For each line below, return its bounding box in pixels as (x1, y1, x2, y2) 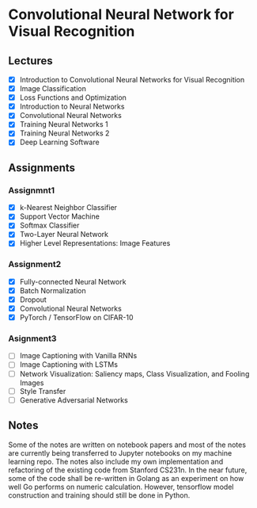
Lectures (8, 54, 53, 67)
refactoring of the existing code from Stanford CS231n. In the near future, (8, 465, 248, 475)
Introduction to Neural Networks (19, 101, 125, 112)
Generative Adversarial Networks (19, 395, 128, 405)
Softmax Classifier (19, 220, 80, 231)
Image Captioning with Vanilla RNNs (19, 351, 138, 361)
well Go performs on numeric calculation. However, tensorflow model (8, 482, 234, 491)
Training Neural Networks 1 (19, 120, 108, 129)
